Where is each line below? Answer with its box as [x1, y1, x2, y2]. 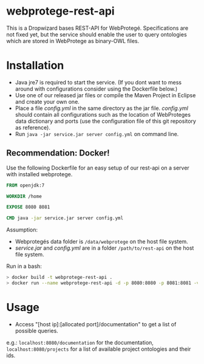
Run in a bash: [6, 263, 42, 270]
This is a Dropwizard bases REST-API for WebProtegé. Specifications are [6, 24, 189, 32]
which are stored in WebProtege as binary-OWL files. [6, 37, 140, 44]
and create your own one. [15, 98, 80, 105]
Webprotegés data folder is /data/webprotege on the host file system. [15, 238, 188, 246]
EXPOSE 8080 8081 [6, 204, 50, 210]
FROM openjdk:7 [6, 182, 45, 188]
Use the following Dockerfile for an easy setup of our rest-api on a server [6, 164, 189, 171]
